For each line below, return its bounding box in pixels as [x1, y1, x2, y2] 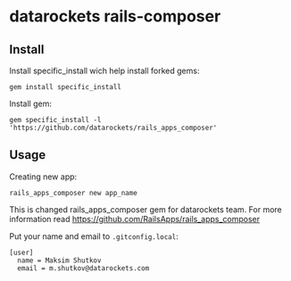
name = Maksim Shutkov [17, 256, 102, 265]
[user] [9, 248, 34, 257]
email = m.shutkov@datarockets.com [17, 263, 150, 273]
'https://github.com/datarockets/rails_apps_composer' [9, 123, 218, 132]
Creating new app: [9, 171, 78, 182]
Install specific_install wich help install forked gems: [9, 65, 200, 76]
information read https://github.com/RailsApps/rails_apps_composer [9, 213, 261, 224]
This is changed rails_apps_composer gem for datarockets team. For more [9, 203, 283, 215]
